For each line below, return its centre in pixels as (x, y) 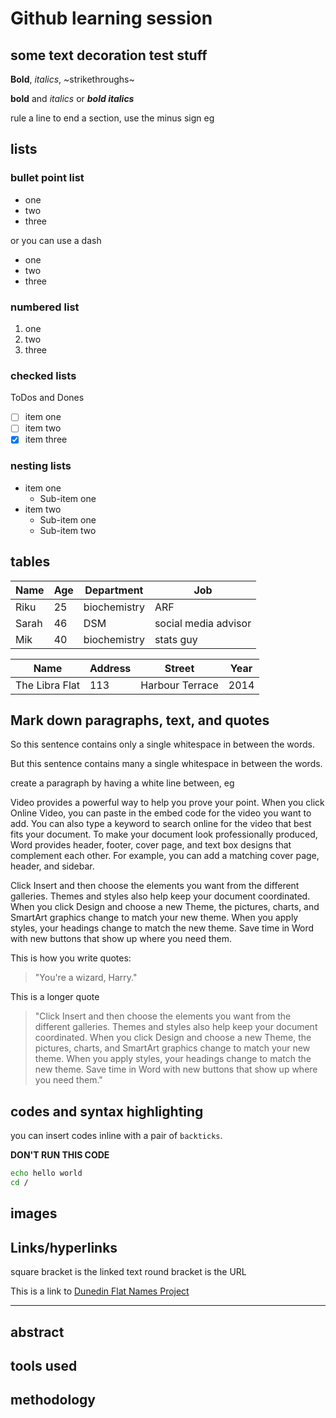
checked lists (43, 375)
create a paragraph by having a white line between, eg (122, 783)
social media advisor (203, 623)
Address (110, 668)
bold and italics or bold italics (72, 98)
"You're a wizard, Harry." (86, 978)
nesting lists (41, 466)
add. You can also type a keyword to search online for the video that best (161, 824)
